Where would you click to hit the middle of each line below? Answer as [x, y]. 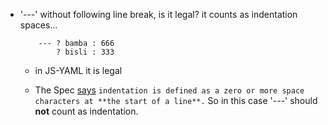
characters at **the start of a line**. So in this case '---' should [176, 100]
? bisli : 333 [85, 52]
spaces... [38, 25]
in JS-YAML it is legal [78, 70]
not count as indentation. [86, 111]
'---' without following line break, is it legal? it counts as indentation [158, 14]
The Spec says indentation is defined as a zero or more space [169, 90]
